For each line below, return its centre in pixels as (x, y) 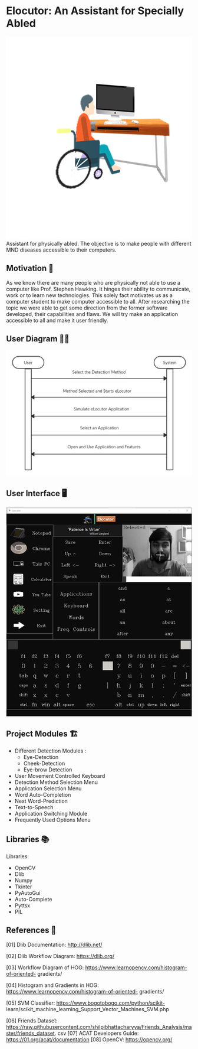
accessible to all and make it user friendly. (57, 320)
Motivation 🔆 (30, 268)
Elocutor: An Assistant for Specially (95, 11)
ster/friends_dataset (30, 1033)
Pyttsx (22, 905)
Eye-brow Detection (48, 770)
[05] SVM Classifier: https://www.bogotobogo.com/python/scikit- (86, 1003)
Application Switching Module (51, 814)
